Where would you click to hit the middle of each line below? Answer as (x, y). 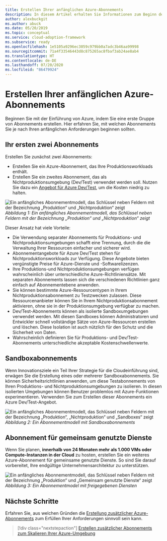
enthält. (20, 171)
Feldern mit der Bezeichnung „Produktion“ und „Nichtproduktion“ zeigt (78, 218)
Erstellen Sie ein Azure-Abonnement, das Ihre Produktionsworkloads (83, 166)
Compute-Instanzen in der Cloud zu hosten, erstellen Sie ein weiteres (77, 455)
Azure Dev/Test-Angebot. (31, 402)
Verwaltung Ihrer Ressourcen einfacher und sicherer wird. (72, 248)
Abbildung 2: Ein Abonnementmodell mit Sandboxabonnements (70, 422)
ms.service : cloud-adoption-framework (45, 38)
